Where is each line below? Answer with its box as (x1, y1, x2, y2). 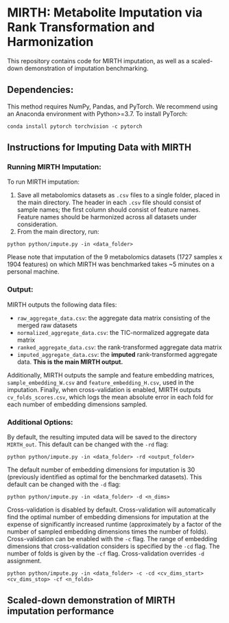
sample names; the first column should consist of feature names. (16, 206, 201, 214)
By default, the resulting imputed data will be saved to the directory (7, 433, 197, 441)
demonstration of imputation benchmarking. (24, 64, 149, 72)
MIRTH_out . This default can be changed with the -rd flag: (7, 440, 169, 448)
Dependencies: (7, 84, 74, 96)
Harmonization (7, 34, 94, 50)
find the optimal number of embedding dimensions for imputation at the (7, 513, 209, 521)
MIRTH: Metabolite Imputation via (7, 5, 203, 21)
